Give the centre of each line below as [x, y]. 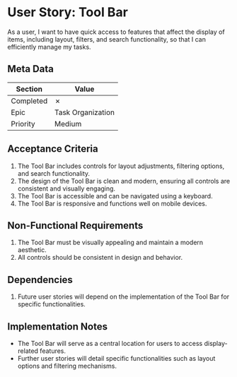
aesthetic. [32, 250]
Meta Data [31, 69]
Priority [23, 124]
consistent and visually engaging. [66, 188]
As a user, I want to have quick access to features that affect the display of [116, 32]
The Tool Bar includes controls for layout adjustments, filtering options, [121, 166]
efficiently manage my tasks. [49, 47]
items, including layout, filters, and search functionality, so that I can [107, 39]
